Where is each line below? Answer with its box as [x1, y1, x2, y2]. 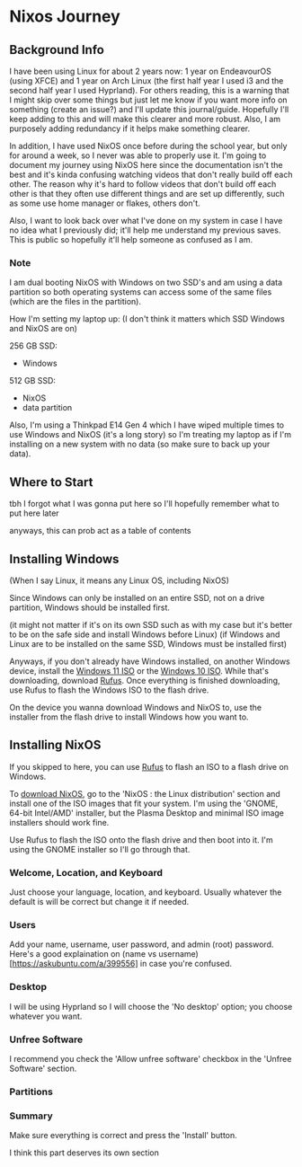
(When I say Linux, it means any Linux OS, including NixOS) [9, 575, 229, 586]
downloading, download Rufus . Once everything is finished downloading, [9, 675, 280, 685]
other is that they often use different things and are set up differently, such [9, 189, 285, 199]
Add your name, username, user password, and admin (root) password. [9, 939, 274, 950]
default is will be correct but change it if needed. [9, 897, 190, 907]
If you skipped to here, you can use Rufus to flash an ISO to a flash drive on [9, 761, 289, 772]
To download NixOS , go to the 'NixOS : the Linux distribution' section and [9, 788, 280, 799]
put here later [9, 508, 60, 518]
